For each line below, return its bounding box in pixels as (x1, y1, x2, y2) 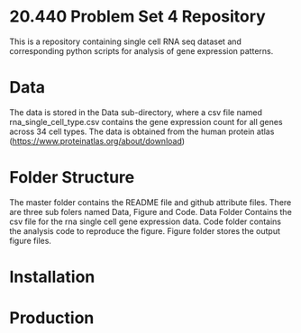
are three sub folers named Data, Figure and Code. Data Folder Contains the (9, 206, 293, 217)
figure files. (9, 235, 52, 246)
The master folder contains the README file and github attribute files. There (9, 196, 292, 208)
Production (9, 308, 95, 328)
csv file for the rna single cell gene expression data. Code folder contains (9, 216, 282, 227)
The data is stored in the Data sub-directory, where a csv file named (9, 106, 263, 118)
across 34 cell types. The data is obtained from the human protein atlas (9, 126, 275, 137)
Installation (9, 267, 96, 287)
